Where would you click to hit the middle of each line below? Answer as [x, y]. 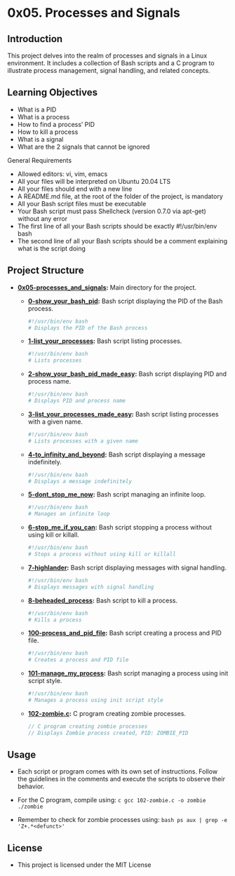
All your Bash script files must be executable [82, 203]
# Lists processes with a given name [83, 441]
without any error [42, 218]
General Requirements [40, 160]
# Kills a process [55, 620]
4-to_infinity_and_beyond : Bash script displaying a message [116, 454]
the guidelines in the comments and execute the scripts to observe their [121, 779]
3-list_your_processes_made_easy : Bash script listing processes [123, 414]
